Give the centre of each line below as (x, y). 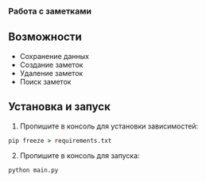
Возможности (45, 37)
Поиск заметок (45, 81)
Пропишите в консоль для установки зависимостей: (109, 126)
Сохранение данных (54, 56)
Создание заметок (51, 65)
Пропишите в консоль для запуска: (80, 156)
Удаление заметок (51, 73)
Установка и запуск (60, 107)
